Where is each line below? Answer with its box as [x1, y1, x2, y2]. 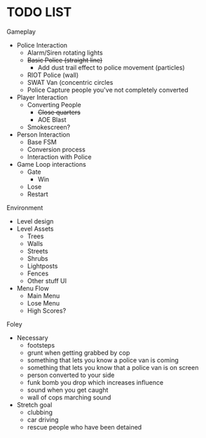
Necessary [16, 334, 48, 342]
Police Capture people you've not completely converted [27, 85, 188, 94]
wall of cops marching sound [27, 393, 111, 402]
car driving [27, 415, 59, 424]
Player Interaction [16, 93, 68, 102]
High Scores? [27, 306, 67, 315]
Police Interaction [16, 41, 68, 49]
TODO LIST [6, 4, 72, 20]
